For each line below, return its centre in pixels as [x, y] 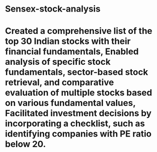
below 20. [26, 144]
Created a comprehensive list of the [79, 31]
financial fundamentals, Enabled [72, 52]
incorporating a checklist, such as [75, 124]
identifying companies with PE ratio [78, 134]
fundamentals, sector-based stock [77, 72]
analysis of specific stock [58, 62]
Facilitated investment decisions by [78, 114]
